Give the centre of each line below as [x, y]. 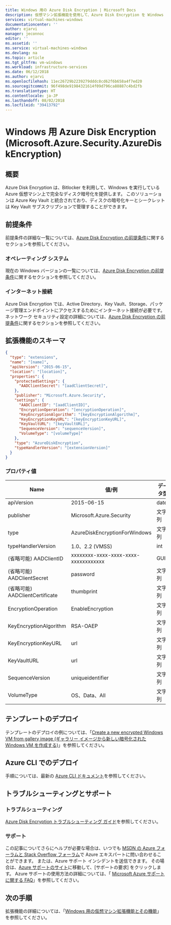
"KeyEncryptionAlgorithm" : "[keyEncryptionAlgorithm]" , [79, 414]
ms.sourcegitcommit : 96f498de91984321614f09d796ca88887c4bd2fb [74, 86]
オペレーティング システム [37, 258]
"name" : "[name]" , [30, 362]
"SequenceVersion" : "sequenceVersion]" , [62, 429]
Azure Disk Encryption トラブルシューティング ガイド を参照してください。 [83, 822]
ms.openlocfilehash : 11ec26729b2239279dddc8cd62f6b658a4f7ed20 [74, 81]
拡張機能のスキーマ [35, 340]
